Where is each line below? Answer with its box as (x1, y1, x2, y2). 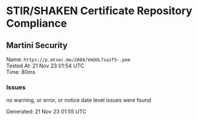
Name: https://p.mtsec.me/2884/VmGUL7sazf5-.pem (6, 56, 131, 63)
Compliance (6, 17, 67, 30)
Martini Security (6, 40, 68, 50)
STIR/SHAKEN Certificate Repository (6, 4, 193, 18)
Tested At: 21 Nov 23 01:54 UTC (6, 62, 84, 69)
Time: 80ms (6, 69, 36, 75)
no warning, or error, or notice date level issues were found (6, 96, 152, 104)
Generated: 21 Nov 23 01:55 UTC (6, 108, 87, 115)
